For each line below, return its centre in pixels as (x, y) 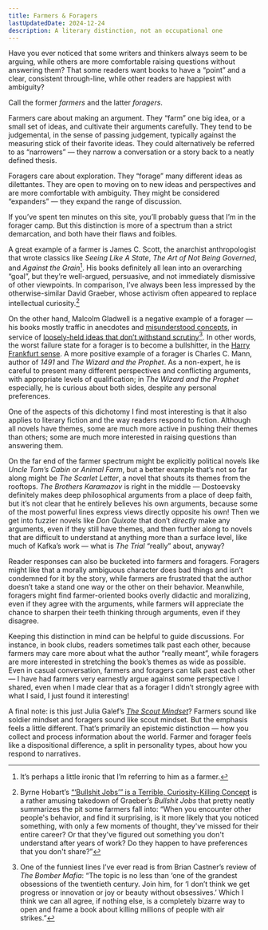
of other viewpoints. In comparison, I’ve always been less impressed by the (132, 285)
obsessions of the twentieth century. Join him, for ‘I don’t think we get (135, 884)
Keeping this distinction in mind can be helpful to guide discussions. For (126, 637)
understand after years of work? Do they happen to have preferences (134, 843)
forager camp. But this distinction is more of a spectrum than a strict (120, 225)
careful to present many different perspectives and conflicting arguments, (130, 371)
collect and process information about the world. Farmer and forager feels (130, 737)
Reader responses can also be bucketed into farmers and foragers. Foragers (134, 562)
